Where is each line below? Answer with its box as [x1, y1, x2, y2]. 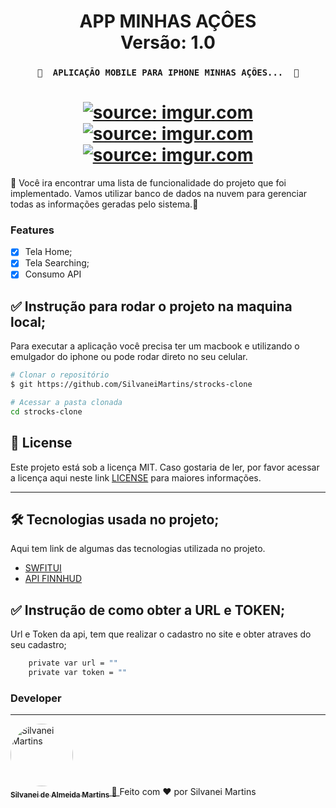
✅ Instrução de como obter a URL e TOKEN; [10, 601, 286, 619]
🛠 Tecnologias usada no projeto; [10, 511, 220, 529]
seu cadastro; [10, 639, 67, 651]
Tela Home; [24, 246, 73, 258]
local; [10, 313, 47, 330]
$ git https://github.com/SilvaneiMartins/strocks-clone [10, 380, 253, 390]
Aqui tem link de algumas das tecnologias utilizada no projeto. [10, 543, 266, 555]
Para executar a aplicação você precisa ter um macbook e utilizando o [10, 340, 300, 352]
